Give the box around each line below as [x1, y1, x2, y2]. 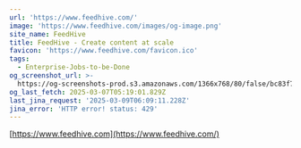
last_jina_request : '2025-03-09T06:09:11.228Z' [9, 95, 191, 105]
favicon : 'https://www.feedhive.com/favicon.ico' [9, 46, 199, 55]
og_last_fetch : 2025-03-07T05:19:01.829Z [9, 87, 167, 96]
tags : [9, 54, 30, 63]
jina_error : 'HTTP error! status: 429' [9, 104, 159, 113]
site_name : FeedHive [9, 29, 87, 38]
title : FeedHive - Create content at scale [9, 37, 175, 47]
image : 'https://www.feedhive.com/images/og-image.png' [9, 21, 222, 30]
